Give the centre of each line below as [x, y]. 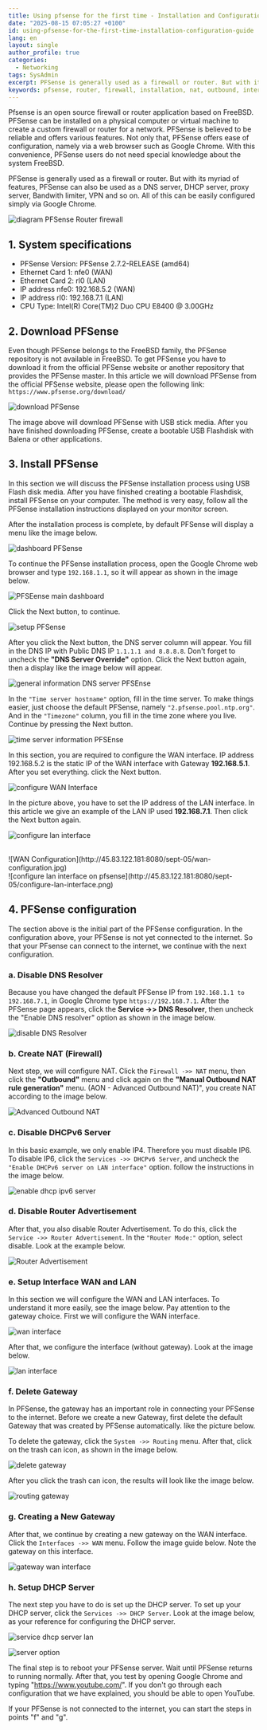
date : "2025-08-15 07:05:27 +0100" [67, 23]
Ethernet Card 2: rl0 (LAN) [62, 281]
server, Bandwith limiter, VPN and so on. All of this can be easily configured [132, 195]
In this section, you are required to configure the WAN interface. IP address [131, 755]
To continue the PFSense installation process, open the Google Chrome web [133, 564]
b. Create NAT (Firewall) [56, 1053]
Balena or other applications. [55, 439]
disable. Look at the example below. [67, 1245]
